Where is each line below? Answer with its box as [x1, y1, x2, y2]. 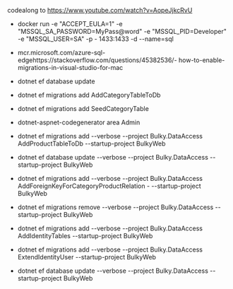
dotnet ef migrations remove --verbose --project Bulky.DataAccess [17, 203, 214, 211]
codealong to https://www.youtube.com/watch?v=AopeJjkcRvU [7, 6, 193, 14]
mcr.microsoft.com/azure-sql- [17, 49, 106, 57]
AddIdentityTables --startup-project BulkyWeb [17, 232, 153, 240]
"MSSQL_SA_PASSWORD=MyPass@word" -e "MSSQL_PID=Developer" [17, 28, 227, 35]
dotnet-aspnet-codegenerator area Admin [17, 118, 141, 126]
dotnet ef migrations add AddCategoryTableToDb [17, 91, 161, 99]
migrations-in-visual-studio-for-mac [17, 64, 124, 71]
